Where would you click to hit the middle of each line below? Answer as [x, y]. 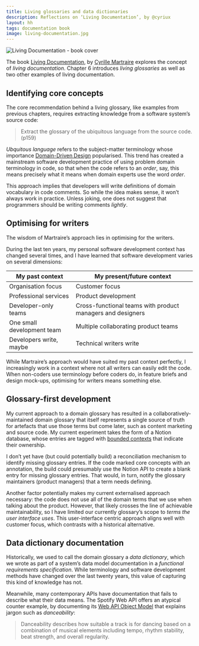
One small [23, 322]
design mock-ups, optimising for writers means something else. [84, 380]
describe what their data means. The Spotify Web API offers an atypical [94, 600]
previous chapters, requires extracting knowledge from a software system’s [98, 114]
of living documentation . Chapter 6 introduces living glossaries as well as [96, 68]
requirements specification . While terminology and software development [96, 570]
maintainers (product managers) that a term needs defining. [79, 481]
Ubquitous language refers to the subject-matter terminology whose [89, 149]
